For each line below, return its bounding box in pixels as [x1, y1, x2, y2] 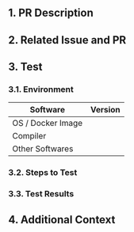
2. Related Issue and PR [8, 33, 127, 47]
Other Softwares [12, 143, 74, 154]
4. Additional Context [8, 213, 116, 226]
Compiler [12, 131, 47, 142]
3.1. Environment [8, 84, 74, 95]
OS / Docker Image [12, 118, 83, 129]
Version [90, 105, 121, 116]
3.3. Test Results [8, 188, 75, 200]
